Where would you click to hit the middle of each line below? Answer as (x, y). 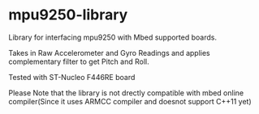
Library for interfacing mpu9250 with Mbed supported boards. (113, 37)
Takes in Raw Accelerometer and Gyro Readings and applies (109, 53)
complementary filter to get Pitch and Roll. (79, 61)
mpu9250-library (68, 15)
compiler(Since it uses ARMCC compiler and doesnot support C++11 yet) (130, 101)
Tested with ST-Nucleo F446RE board (72, 77)
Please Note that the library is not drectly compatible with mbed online (126, 93)
